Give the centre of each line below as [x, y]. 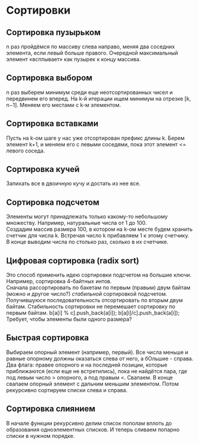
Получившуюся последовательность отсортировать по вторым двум [95, 300]
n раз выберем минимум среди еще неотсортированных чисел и [89, 92]
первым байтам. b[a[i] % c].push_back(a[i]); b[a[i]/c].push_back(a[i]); [93, 313]
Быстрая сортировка [48, 338]
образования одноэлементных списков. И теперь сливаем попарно [93, 430]
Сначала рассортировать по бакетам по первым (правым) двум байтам [98, 288]
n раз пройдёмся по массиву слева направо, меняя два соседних [91, 46]
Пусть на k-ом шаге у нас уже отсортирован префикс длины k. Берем [95, 138]
